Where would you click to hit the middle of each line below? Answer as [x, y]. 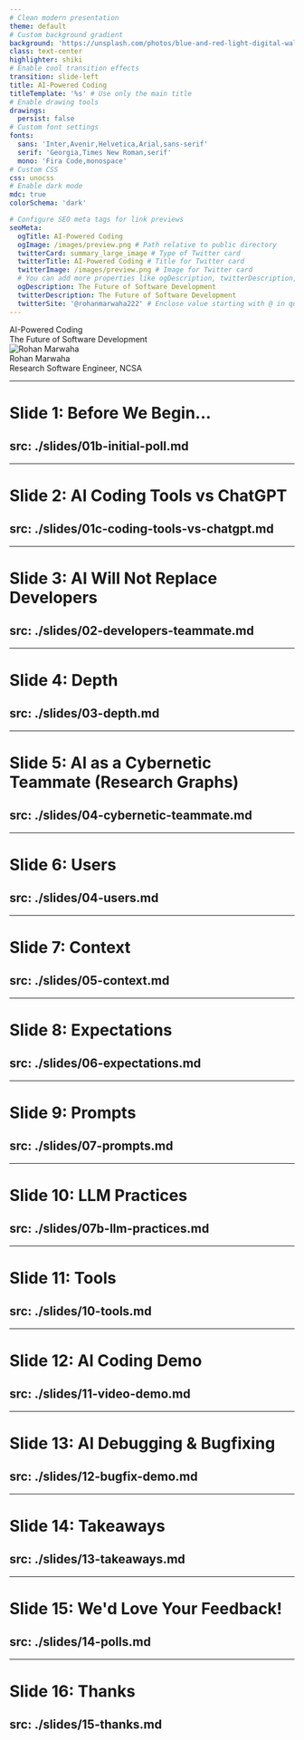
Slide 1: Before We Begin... [110, 413]
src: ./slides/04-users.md [84, 898]
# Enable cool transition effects [75, 69]
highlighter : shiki [46, 60]
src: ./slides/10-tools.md [81, 1311]
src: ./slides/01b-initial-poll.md [99, 446]
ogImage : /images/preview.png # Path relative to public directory [147, 245]
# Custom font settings [54, 128]
